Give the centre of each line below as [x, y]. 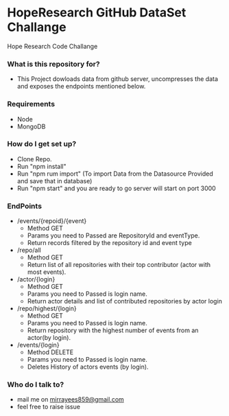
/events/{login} [38, 345]
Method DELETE [50, 352]
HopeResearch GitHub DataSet [97, 13]
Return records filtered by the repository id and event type [109, 243]
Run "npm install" [41, 166]
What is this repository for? [54, 64]
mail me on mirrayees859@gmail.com [71, 400]
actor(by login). [49, 338]
